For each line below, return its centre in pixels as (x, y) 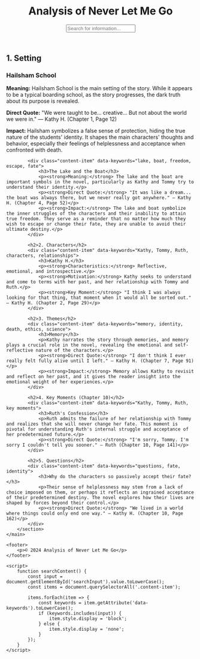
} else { (49, 624)
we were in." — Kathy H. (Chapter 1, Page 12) (62, 119)
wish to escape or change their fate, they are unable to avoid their (96, 224)
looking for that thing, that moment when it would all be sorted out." (99, 298)
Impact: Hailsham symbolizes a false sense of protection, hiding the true (96, 131)
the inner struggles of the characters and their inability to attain (96, 214)
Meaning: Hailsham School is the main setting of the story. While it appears (99, 88)
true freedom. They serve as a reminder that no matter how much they (96, 219)
